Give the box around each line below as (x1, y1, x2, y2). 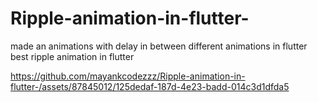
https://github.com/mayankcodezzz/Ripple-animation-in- (10, 70, 246, 82)
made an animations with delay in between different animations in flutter (10, 40, 308, 52)
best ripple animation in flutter (10, 50, 135, 62)
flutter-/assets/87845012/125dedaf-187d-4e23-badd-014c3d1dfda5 (10, 80, 290, 92)
